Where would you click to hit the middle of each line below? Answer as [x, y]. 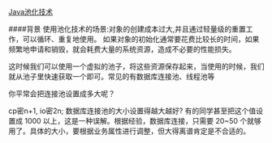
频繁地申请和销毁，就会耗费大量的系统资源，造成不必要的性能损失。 [122, 49]
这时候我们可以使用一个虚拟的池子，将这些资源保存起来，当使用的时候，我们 [136, 66]
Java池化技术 [31, 12]
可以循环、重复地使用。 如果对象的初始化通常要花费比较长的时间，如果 [141, 39]
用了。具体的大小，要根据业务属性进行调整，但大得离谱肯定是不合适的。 [129, 131]
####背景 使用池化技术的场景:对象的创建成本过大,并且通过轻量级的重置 [127, 29]
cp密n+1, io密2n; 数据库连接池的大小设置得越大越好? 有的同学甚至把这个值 [132, 111]
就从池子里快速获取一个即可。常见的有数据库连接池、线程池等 [112, 76]
